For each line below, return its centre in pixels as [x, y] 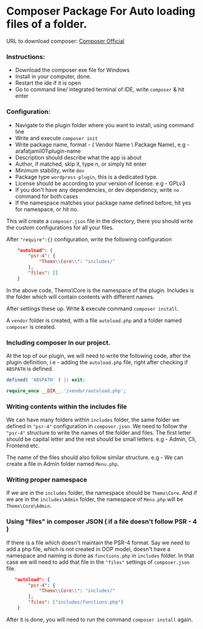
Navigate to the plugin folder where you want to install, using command [104, 125]
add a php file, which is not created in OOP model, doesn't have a [88, 549]
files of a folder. [47, 24]
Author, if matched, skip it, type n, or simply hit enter [81, 164]
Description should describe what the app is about [78, 157]
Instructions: [26, 57]
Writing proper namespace [47, 480]
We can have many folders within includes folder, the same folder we [93, 420]
